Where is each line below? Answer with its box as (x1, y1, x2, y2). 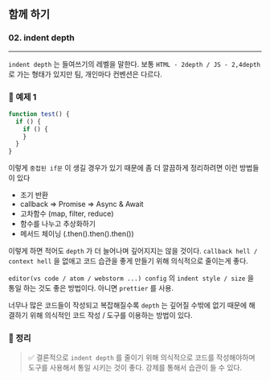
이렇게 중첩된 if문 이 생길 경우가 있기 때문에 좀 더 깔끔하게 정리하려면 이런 (8, 163, 239, 173)
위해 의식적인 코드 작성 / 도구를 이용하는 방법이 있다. (29, 311, 193, 320)
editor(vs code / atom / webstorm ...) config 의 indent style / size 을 (8, 273, 255, 283)
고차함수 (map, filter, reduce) (19, 209, 114, 219)
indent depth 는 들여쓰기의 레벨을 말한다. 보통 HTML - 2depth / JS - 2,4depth (8, 59, 261, 68)
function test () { (8, 109, 70, 118)
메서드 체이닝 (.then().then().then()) (19, 229, 134, 239)
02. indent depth (8, 32, 75, 43)
